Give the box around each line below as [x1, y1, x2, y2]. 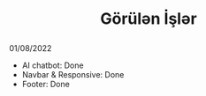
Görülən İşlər [100, 9, 197, 29]
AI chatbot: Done [21, 60, 84, 70]
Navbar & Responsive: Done [21, 70, 125, 80]
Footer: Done [21, 79, 71, 90]
